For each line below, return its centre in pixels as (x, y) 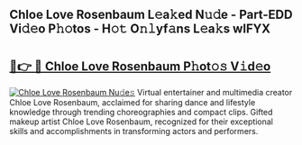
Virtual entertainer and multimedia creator (215, 92)
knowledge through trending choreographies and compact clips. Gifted (141, 112)
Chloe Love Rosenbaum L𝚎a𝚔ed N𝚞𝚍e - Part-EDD (151, 15)
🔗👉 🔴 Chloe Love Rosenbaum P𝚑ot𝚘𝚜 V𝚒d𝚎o (140, 66)
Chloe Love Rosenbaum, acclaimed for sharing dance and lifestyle (133, 102)
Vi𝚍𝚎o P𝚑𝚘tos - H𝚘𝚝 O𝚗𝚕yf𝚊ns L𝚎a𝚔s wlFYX (140, 29)
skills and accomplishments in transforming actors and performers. (134, 131)
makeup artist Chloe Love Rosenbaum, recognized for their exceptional (141, 122)
